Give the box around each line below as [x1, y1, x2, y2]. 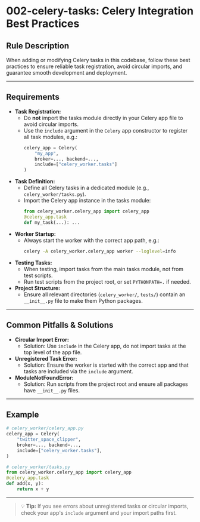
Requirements [6, 92, 60, 102]
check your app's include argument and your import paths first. [20, 509, 177, 516]
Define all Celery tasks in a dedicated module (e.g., [23, 184, 149, 192]
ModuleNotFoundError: [14, 374, 74, 381]
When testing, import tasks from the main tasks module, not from [23, 265, 183, 272]
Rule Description [6, 41, 70, 51]
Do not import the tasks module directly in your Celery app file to [23, 114, 183, 121]
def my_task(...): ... [23, 219, 80, 225]
